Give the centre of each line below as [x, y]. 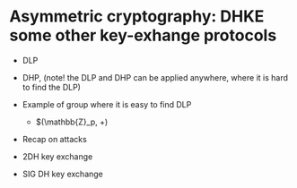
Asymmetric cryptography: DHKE [137, 17]
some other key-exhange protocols [143, 35]
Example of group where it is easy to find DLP [107, 104]
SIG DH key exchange [62, 174]
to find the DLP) [51, 87]
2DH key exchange [57, 156]
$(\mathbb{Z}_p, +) [72, 122]
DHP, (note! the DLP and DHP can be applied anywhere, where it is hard [155, 77]
